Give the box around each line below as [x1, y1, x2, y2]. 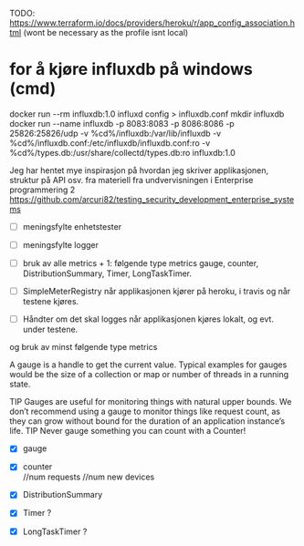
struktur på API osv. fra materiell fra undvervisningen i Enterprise [9, 174, 254, 185]
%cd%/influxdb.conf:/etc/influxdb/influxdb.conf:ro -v [9, 137, 211, 149]
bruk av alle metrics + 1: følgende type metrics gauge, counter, [22, 258, 258, 269]
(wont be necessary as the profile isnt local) [23, 27, 189, 37]
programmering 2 [9, 184, 76, 195]
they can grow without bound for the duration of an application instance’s [9, 416, 286, 427]
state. [9, 378, 31, 390]
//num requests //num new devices [22, 471, 155, 482]
